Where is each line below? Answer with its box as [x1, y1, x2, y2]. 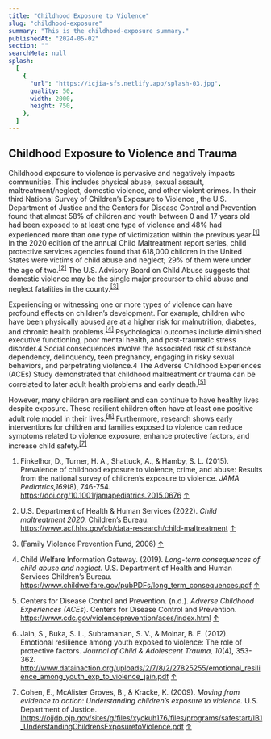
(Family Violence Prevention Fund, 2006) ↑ [19, 539, 164, 549]
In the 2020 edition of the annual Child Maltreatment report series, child [8, 238, 247, 248]
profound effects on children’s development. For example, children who [8, 308, 246, 317]
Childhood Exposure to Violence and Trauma [8, 147, 238, 161]
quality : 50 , [29, 86, 74, 95]
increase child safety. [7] [8, 439, 87, 451]
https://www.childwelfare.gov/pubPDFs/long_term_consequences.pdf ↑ [19, 581, 260, 590]
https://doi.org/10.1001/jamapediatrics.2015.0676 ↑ [19, 490, 190, 501]
